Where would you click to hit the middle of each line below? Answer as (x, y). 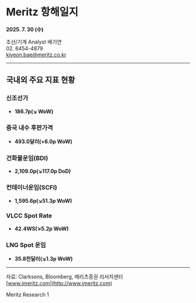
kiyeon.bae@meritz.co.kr (36, 55)
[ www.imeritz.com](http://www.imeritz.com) (59, 283)
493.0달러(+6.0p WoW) (43, 141)
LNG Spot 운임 (26, 245)
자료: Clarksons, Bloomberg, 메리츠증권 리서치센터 (65, 277)
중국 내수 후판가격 (30, 128)
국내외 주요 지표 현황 (41, 80)
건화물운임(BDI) (27, 158)
